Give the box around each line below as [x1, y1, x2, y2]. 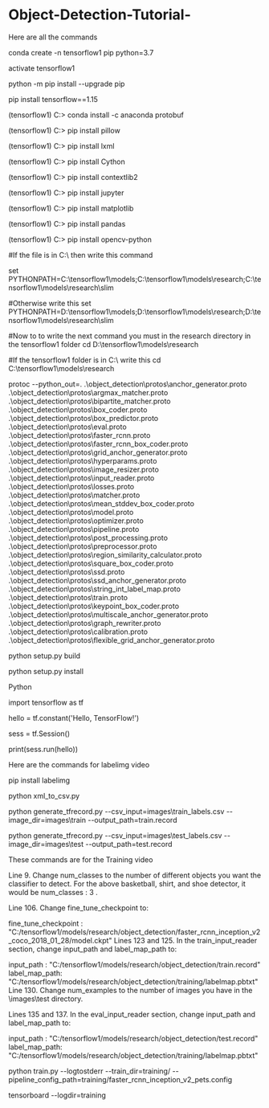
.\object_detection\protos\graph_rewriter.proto [8, 618, 162, 628]
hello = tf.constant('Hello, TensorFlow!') [8, 713, 140, 722]
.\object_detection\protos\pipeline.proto [8, 524, 140, 534]
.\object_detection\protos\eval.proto [8, 422, 127, 431]
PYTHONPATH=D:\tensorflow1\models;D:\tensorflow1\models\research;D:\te [8, 307, 262, 317]
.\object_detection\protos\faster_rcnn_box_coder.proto [8, 439, 189, 448]
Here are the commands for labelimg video [8, 759, 150, 769]
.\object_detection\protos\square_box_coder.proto [8, 558, 174, 568]
